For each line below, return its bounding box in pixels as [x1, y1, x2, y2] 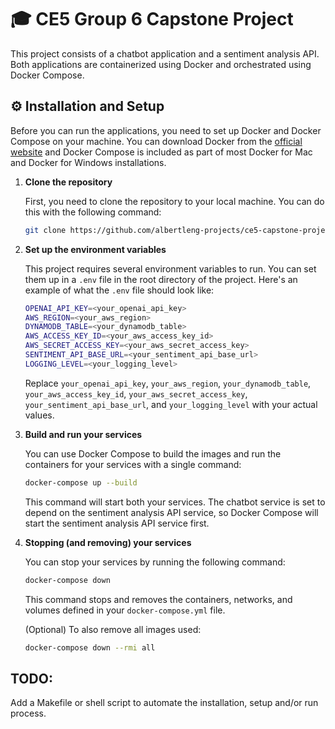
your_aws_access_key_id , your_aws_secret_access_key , [24, 387, 248, 400]
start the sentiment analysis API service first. [24, 517, 210, 529]
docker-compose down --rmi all [24, 642, 156, 653]
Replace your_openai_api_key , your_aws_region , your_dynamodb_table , [24, 377, 312, 389]
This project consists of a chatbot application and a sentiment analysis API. [10, 47, 320, 60]
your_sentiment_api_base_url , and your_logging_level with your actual [24, 398, 318, 410]
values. [24, 409, 55, 421]
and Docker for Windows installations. [10, 156, 167, 168]
